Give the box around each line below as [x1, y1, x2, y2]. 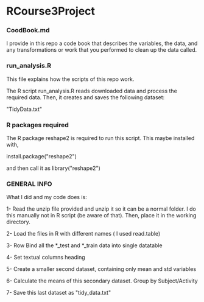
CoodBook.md [6, 26, 50, 35]
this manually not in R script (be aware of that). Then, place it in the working [6, 212, 197, 219]
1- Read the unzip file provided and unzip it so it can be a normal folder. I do [6, 205, 196, 212]
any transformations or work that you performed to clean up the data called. [6, 46, 197, 54]
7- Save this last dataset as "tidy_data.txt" [6, 289, 111, 297]
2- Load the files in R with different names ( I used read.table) [6, 230, 161, 237]
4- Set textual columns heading [6, 254, 85, 261]
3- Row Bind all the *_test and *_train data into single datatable [6, 242, 163, 249]
